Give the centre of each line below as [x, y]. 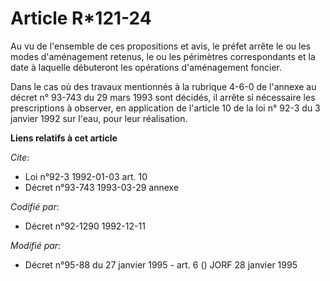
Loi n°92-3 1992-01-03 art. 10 [86, 176]
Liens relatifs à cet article [64, 138]
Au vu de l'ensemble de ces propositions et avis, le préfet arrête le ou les [161, 46]
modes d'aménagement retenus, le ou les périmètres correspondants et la [163, 56]
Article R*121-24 [81, 18]
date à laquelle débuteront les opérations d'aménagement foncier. [146, 67]
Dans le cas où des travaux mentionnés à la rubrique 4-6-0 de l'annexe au [163, 86]
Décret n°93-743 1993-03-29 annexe [102, 187]
